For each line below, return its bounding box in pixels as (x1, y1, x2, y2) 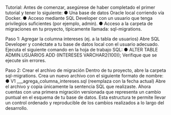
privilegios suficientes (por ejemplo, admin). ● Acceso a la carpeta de (5, 20, 153, 26)
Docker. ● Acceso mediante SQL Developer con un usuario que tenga (5, 15, 153, 21)
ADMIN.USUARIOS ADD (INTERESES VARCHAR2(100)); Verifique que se (5, 52, 157, 58)
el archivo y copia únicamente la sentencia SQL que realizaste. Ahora (5, 83, 151, 90)
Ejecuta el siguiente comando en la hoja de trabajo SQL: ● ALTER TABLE (5, 47, 158, 52)
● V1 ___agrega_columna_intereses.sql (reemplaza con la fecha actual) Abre (5, 78, 166, 84)
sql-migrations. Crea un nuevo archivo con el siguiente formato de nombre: (5, 73, 163, 78)
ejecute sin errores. (5, 57, 46, 63)
